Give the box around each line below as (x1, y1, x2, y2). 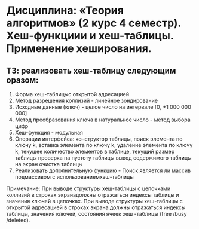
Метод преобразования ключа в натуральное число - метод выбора (14, 116, 191, 123)
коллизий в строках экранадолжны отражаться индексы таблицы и (6, 191, 179, 198)
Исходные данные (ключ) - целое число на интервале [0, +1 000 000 (14, 103, 191, 111)
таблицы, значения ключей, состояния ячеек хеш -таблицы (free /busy (6, 210, 187, 217)
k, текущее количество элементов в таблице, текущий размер (14, 148, 175, 155)
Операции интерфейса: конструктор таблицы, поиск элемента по (14, 135, 183, 142)
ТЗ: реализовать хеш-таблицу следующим (6, 65, 176, 75)
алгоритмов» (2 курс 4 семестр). (6, 16, 181, 30)
